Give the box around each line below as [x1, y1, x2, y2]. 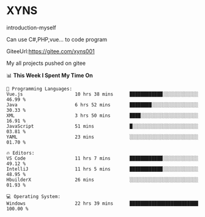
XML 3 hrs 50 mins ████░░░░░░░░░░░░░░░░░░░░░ [6, 112, 199, 119]
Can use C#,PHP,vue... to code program [6, 35, 108, 43]
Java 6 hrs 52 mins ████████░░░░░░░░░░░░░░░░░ [6, 101, 199, 108]
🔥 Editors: [6, 150, 35, 156]
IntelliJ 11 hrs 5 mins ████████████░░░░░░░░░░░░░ [6, 166, 199, 172]
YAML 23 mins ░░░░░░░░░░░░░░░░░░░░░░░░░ [6, 134, 199, 140]
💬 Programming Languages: [6, 86, 72, 92]
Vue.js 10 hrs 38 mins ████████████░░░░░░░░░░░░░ [6, 91, 199, 97]
